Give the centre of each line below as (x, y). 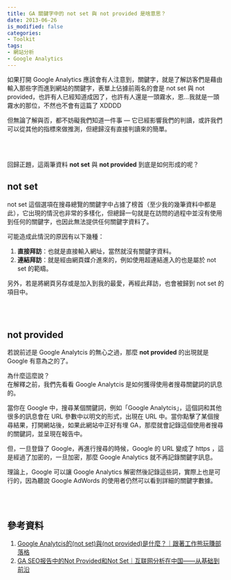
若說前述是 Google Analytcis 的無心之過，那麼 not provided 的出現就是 (108, 352)
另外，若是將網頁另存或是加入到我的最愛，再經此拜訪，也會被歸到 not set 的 (116, 283)
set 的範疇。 (35, 268)
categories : (24, 33)
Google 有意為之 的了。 (40, 361)
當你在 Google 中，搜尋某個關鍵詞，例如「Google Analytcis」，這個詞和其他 (115, 408)
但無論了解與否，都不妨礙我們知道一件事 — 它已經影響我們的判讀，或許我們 (115, 120)
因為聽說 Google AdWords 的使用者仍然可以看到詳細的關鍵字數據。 (121, 481)
